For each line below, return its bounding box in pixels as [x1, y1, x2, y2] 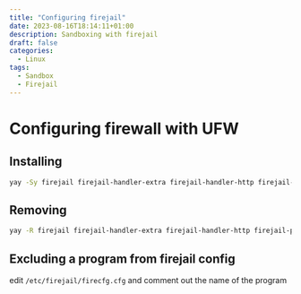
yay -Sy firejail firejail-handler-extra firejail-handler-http [9, 177, 254, 186]
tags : [9, 64, 30, 73]
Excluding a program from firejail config [9, 251, 236, 266]
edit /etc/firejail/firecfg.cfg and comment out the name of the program [9, 275, 288, 285]
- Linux [17, 55, 47, 64]
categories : [9, 47, 54, 56]
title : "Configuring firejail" [9, 13, 126, 22]
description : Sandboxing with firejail [9, 30, 159, 39]
